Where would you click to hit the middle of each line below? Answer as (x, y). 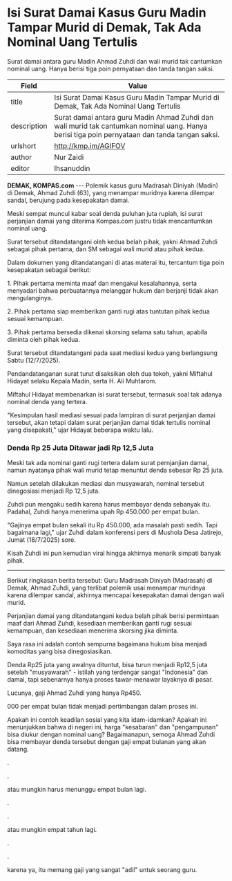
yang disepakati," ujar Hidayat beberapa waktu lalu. (80, 430)
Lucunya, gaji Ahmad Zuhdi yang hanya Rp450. (74, 693)
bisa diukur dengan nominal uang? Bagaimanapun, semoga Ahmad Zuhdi (111, 734)
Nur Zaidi (69, 157)
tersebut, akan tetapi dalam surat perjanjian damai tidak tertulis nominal (109, 422)
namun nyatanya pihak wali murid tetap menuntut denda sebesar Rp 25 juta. (116, 470)
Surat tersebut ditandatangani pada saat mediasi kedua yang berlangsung (112, 353)
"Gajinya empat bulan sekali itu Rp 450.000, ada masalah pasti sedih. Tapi (112, 525)
